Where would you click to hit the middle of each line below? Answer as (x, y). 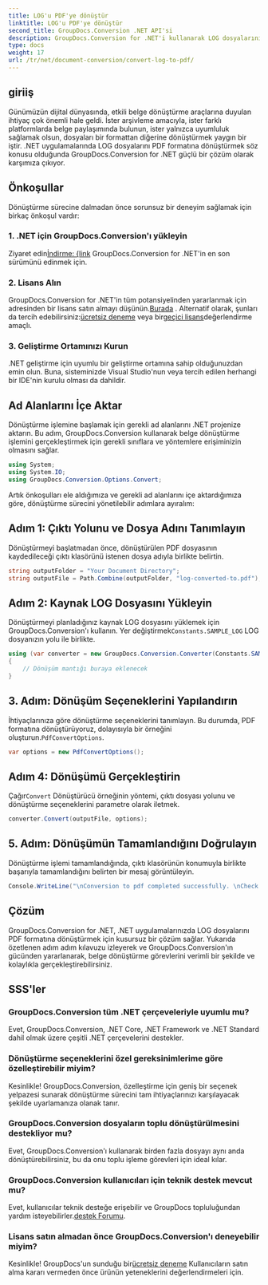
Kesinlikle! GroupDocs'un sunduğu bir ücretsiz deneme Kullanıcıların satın (128, 1264)
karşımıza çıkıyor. (37, 162)
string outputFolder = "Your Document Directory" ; (94, 571)
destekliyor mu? (40, 1133)
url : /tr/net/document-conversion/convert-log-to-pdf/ (101, 61)
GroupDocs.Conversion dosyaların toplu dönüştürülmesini (124, 1124)
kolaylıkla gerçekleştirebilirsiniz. (61, 964)
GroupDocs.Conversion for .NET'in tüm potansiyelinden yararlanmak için (128, 300)
